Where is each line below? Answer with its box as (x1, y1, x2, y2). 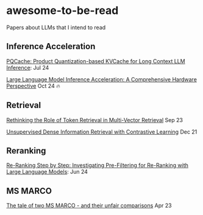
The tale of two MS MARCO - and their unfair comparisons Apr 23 (6, 202, 172, 210)
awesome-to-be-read (6, 4, 119, 18)
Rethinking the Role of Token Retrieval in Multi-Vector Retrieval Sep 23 (6, 116, 183, 123)
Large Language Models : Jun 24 (6, 168, 88, 176)
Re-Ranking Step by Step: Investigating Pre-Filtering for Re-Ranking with (6, 162, 189, 169)
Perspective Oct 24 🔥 (6, 82, 60, 89)
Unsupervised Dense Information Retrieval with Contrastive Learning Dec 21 (6, 128, 198, 135)
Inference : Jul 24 (6, 64, 49, 71)
